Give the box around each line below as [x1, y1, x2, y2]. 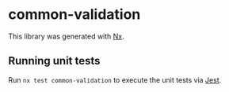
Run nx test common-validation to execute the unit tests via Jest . [8, 75, 222, 84]
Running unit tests [8, 54, 101, 68]
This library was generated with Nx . [8, 31, 124, 41]
